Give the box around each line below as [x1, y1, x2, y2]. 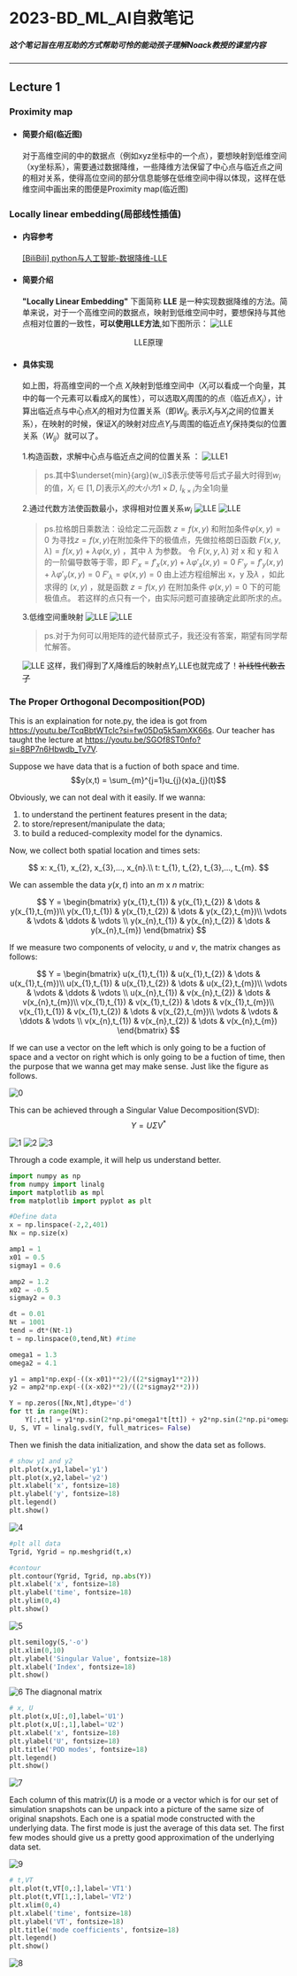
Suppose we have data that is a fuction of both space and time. [9, 761, 240, 771]
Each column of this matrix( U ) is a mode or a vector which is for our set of [9, 1794, 278, 1805]
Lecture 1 [9, 79, 61, 94]
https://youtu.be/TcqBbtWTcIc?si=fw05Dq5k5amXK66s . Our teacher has [9, 725, 276, 736]
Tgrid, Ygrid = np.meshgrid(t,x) [9, 1547, 133, 1556]
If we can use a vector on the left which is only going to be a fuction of [9, 1042, 267, 1053]
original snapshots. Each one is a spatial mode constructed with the [9, 1813, 255, 1825]
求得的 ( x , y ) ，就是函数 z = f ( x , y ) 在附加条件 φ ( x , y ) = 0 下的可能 [43, 582, 281, 593]
